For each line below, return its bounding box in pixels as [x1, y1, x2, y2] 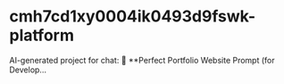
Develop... [9, 64, 47, 75]
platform [9, 25, 74, 46]
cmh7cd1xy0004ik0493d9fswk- [9, 6, 256, 27]
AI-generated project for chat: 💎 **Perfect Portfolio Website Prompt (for [9, 55, 275, 65]
